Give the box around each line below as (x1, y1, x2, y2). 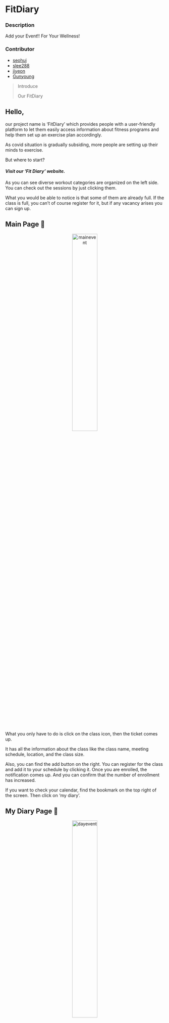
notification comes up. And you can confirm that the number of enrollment (5, 772, 160, 778)
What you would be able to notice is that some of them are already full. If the (5, 195, 164, 201)
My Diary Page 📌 (5, 807, 59, 815)
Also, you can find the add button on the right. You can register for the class (5, 761, 163, 767)
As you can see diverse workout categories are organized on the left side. (5, 179, 159, 185)
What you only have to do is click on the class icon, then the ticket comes (5, 730, 158, 736)
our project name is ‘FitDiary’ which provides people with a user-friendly (5, 121, 155, 127)
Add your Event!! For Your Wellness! (5, 33, 80, 39)
